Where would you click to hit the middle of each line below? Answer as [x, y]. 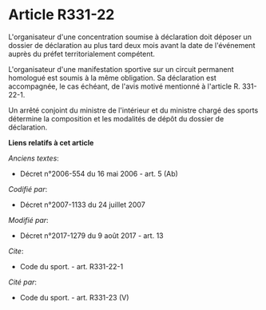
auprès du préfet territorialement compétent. [82, 54]
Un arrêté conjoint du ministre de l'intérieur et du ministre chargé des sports [133, 110]
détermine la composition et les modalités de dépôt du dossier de [116, 118]
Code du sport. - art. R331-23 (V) [74, 297]
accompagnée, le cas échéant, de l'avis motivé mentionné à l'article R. [125, 86]
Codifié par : [28, 189]
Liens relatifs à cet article [51, 142]
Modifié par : [29, 220]
